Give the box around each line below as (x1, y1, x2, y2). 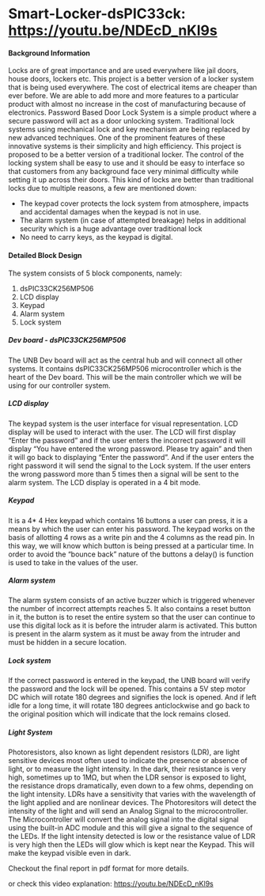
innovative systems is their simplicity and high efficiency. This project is (8, 142, 242, 151)
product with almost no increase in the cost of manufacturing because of (8, 100, 247, 109)
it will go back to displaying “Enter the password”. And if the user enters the (8, 452, 255, 461)
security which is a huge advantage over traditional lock (19, 224, 203, 233)
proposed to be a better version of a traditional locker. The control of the (8, 150, 244, 159)
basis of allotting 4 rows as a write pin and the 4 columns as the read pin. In (8, 532, 256, 542)
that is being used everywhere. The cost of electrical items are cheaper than (8, 82, 257, 92)
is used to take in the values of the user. (8, 557, 138, 567)
